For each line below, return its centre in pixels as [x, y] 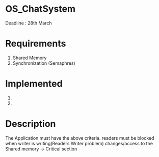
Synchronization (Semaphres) [44, 63]
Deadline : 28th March [29, 23]
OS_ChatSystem [40, 9]
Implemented [34, 84]
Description [31, 124]
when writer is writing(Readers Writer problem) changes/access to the [79, 143]
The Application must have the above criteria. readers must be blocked [80, 138]
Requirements [36, 44]
